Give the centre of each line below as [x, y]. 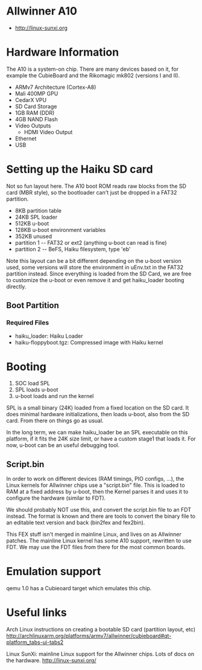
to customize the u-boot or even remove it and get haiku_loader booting [95, 280]
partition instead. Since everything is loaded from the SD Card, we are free [99, 274]
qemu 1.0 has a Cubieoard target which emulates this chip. [79, 588]
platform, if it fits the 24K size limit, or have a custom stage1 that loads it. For [101, 439]
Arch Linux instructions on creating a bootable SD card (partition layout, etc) [101, 630]
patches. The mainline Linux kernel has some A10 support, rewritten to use [99, 541]
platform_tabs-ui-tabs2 [35, 642]
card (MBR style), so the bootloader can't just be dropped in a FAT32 [92, 192]
